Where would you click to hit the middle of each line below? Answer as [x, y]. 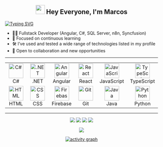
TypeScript [143, 81]
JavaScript [112, 81]
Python [142, 103]
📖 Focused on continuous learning [46, 38]
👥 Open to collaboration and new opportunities [59, 50]
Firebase [62, 103]
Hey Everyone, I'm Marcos [87, 12]
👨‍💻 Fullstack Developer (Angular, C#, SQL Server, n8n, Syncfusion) [79, 33]
